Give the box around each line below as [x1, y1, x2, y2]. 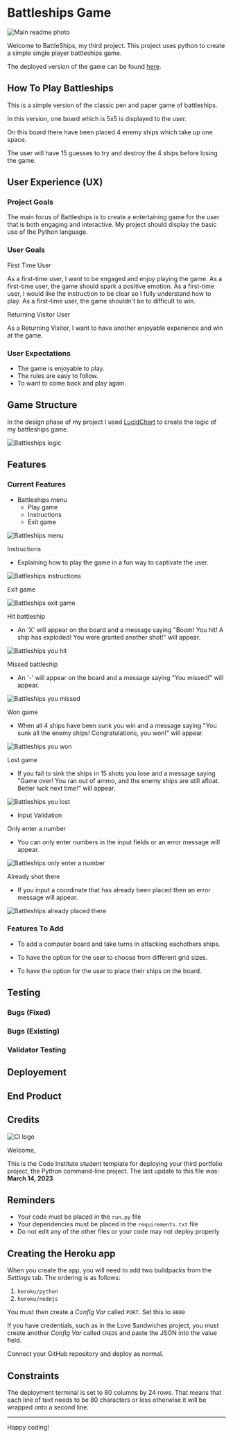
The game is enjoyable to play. [17, 364, 105, 373]
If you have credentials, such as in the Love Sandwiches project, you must [7, 1321, 219, 1330]
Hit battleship [7, 612, 46, 620]
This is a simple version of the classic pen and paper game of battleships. [7, 101, 218, 109]
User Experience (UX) [7, 176, 103, 189]
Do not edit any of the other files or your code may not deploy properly [17, 1227, 220, 1236]
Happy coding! [7, 1423, 50, 1432]
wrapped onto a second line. [7, 1403, 89, 1412]
